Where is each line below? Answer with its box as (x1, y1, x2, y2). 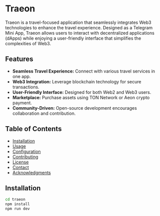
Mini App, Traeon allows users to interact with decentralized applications (5, 30, 155, 36)
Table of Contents (5, 125, 62, 133)
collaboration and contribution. (12, 110, 76, 116)
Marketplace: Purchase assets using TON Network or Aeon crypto (12, 94, 150, 100)
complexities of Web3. (5, 40, 51, 46)
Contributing (12, 153, 38, 159)
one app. (12, 73, 31, 79)
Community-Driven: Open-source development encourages (12, 105, 137, 111)
